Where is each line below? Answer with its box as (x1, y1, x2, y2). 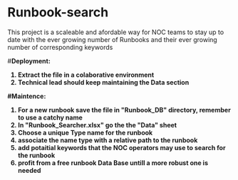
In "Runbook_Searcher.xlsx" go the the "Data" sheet (17, 120, 177, 129)
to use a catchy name (17, 113, 83, 122)
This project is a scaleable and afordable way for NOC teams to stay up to (7, 28, 224, 36)
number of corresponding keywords (7, 43, 113, 51)
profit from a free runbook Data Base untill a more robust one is (17, 158, 209, 167)
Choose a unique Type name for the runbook (17, 128, 153, 137)
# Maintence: (7, 92, 46, 100)
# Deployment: (7, 56, 51, 65)
